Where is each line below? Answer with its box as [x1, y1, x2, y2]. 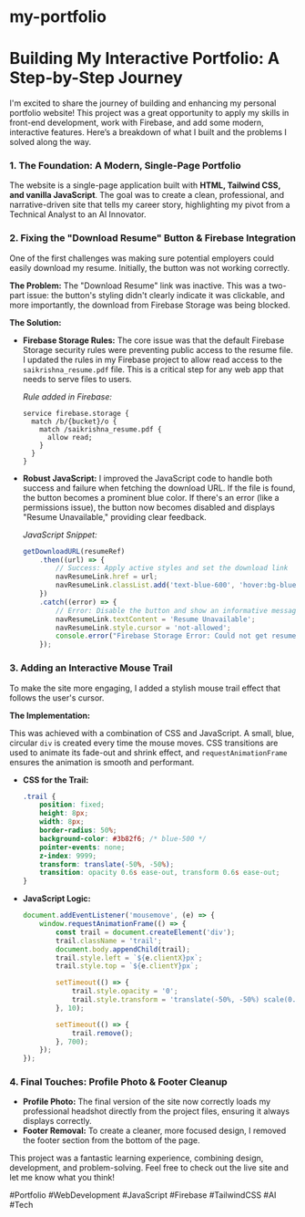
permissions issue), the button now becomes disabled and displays [22, 502, 276, 513]
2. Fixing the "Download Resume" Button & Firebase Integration [9, 232, 296, 244]
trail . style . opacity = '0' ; [71, 987, 178, 996]
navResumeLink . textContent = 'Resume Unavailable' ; [56, 614, 256, 624]
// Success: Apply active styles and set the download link [56, 564, 289, 573]
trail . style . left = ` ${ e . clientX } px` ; [56, 953, 203, 962]
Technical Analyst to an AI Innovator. [9, 209, 147, 220]
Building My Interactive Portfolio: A [9, 48, 280, 69]
